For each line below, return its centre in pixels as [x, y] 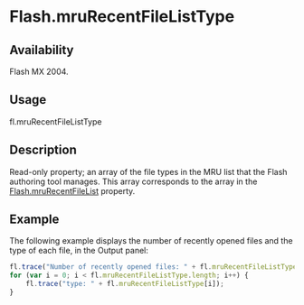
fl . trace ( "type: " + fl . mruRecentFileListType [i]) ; [125, 284]
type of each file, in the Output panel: [79, 251]
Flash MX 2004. [39, 71]
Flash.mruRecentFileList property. [72, 190]
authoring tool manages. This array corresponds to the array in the [133, 181]
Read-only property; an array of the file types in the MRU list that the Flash [148, 171]
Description [43, 150]
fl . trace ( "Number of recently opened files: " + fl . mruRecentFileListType [153, 267]
